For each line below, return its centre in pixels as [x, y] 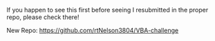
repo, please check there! [43, 17]
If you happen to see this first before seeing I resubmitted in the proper [107, 10]
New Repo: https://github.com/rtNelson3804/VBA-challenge [93, 30]
